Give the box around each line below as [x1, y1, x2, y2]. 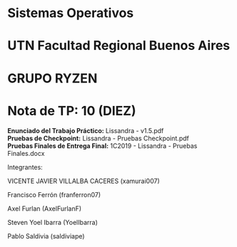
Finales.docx [7, 149, 45, 157]
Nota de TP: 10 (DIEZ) [7, 103, 136, 119]
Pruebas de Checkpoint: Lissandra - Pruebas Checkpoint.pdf [7, 134, 189, 142]
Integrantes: [7, 162, 43, 172]
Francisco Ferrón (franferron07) [7, 190, 101, 199]
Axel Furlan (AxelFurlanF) [7, 204, 82, 213]
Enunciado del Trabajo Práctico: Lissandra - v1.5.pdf [7, 126, 164, 135]
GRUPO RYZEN [7, 70, 98, 86]
